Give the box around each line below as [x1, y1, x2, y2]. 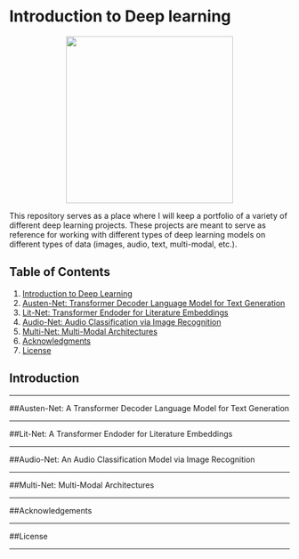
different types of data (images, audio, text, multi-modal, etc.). [9, 239, 238, 249]
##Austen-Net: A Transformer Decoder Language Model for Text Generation [9, 402, 290, 413]
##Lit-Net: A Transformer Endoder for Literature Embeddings [9, 428, 233, 439]
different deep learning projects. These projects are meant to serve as [9, 220, 267, 231]
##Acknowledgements [9, 505, 93, 515]
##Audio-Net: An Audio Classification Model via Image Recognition [9, 454, 255, 465]
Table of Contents [9, 264, 111, 279]
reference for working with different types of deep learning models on [9, 229, 266, 239]
